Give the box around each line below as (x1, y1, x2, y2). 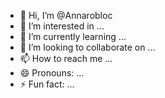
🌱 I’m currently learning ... (19, 31, 127, 42)
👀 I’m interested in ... (19, 20, 105, 32)
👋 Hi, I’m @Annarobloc (19, 10, 113, 21)
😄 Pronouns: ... (19, 67, 85, 79)
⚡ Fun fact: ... (19, 78, 75, 90)
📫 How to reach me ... (19, 53, 113, 64)
